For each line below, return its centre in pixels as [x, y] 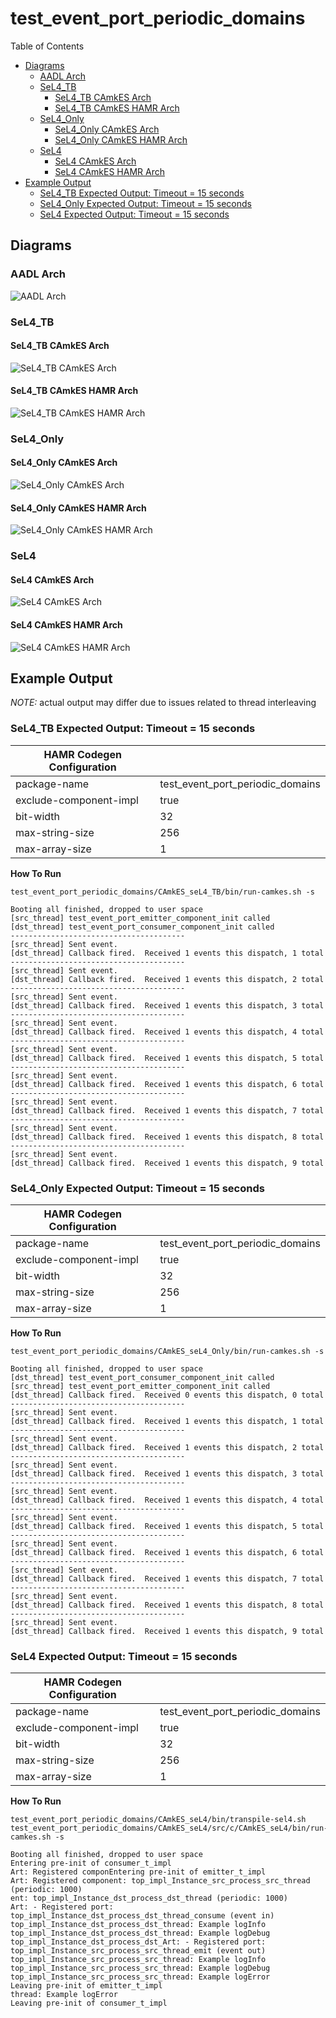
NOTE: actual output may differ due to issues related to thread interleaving [163, 703]
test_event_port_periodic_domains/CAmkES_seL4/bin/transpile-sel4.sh [158, 1820]
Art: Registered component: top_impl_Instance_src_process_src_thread [160, 1881]
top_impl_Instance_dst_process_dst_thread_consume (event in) [142, 1916]
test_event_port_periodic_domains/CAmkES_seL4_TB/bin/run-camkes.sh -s [162, 892]
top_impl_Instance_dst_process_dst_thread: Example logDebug [140, 1933]
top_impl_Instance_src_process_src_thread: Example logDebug [140, 1968]
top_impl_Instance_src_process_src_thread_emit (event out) [138, 1951]
